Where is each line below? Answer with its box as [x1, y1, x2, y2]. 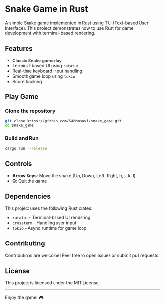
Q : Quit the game [12, 178, 47, 184]
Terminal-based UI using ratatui [12, 62, 79, 68]
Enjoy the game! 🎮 [5, 294, 44, 300]
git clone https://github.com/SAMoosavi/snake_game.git [5, 119, 122, 123]
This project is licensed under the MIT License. [5, 279, 100, 286]
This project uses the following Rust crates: [5, 205, 93, 211]
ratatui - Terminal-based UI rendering [12, 214, 91, 220]
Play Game [5, 92, 39, 101]
